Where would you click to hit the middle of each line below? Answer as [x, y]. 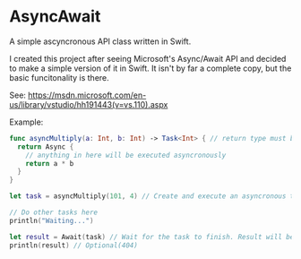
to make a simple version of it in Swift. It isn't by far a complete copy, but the [150, 68]
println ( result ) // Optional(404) [74, 245]
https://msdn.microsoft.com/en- [87, 95]
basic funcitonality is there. [59, 77]
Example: [26, 122]
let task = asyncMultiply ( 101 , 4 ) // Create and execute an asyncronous [148, 196]
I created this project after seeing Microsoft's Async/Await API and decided [148, 58]
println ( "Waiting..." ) [52, 220]
